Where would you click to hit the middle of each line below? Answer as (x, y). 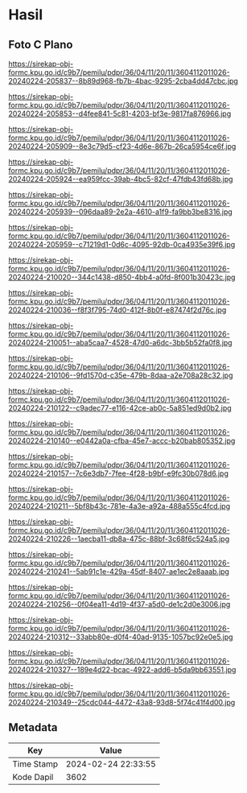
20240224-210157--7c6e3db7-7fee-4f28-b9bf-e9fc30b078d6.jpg (119, 473)
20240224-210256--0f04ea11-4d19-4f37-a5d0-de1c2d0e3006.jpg (119, 604)
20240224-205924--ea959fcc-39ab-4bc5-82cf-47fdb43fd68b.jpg (121, 179)
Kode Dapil (33, 777)
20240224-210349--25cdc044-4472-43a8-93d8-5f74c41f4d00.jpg (122, 702)
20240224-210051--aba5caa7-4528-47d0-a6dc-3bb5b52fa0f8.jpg (120, 343)
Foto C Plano (41, 45)
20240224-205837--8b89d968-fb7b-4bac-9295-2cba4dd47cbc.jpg (123, 81)
